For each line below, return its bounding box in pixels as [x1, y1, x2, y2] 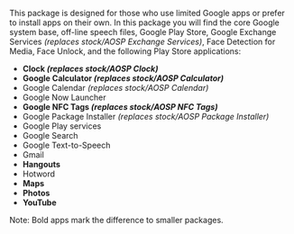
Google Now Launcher [22, 92, 106, 103]
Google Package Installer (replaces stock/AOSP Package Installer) [22, 112, 270, 121]
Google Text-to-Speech [22, 139, 111, 150]
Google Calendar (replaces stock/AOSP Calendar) [22, 83, 209, 93]
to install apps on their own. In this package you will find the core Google [9, 17, 280, 28]
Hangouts [22, 159, 61, 169]
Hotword [22, 168, 56, 179]
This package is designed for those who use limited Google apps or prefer [9, 8, 286, 18]
